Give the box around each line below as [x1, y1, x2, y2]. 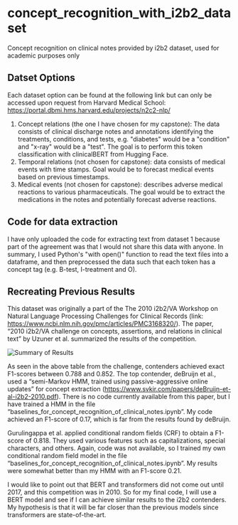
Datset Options [7, 72, 76, 84]
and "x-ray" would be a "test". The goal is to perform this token [17, 142, 203, 151]
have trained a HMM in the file [7, 400, 96, 408]
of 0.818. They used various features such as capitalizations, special [25, 436, 226, 445]
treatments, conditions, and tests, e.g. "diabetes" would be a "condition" [17, 134, 230, 143]
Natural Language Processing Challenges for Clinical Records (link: [7, 312, 204, 321]
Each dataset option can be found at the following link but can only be [7, 90, 212, 99]
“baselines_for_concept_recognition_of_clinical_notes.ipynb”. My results [7, 459, 218, 467]
